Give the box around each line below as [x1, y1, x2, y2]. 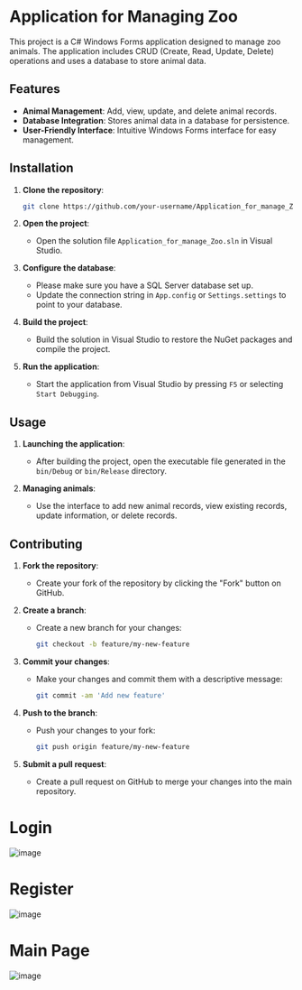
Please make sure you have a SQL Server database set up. [35, 280, 254, 291]
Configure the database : [22, 263, 116, 273]
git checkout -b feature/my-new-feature [35, 640, 190, 649]
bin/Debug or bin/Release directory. [35, 466, 168, 476]
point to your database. [35, 300, 124, 310]
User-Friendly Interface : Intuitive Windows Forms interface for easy [22, 125, 277, 135]
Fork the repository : [22, 560, 99, 571]
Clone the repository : [22, 184, 105, 195]
